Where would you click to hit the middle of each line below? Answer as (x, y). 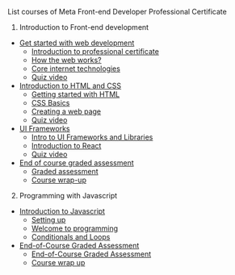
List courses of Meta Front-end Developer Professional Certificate (117, 12)
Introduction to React (66, 146)
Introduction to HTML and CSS (70, 85)
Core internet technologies (76, 69)
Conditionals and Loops (71, 237)
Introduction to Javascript (62, 211)
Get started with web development (77, 43)
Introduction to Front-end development (84, 27)
